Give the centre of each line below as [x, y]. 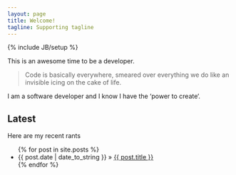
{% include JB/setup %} [43, 48]
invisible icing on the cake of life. [73, 83]
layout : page [27, 14]
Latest [22, 118]
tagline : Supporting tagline [51, 27]
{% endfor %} [38, 165]
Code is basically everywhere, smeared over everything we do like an [127, 75]
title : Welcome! [31, 21]
